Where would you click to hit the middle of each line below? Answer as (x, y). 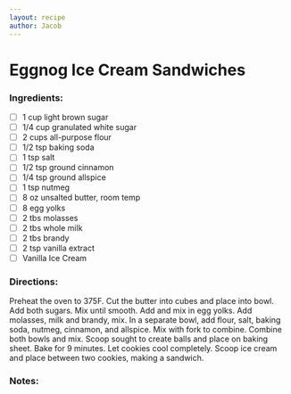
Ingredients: (37, 97)
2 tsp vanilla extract (58, 248)
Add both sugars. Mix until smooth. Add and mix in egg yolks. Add (131, 311)
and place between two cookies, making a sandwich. (107, 358)
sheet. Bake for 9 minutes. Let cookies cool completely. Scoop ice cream (143, 349)
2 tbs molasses (50, 218)
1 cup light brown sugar (65, 117)
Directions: (34, 282)
